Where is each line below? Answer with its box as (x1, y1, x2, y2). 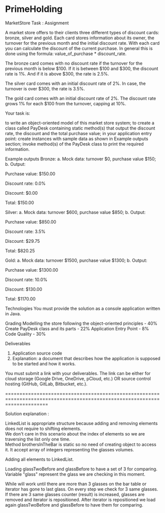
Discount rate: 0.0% (5, 180, 46, 186)
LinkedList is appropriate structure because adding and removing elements (5, 420, 158, 426)
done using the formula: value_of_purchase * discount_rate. (5, 51, 127, 57)
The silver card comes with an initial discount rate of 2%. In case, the (5, 80, 146, 86)
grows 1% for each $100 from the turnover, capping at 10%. (5, 100, 126, 106)
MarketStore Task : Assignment (5, 20, 69, 26)
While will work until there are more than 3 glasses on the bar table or (5, 481, 147, 487)
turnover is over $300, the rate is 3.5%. (5, 85, 85, 91)
